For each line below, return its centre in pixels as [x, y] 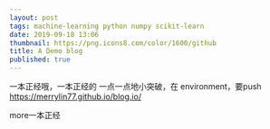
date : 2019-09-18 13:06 [54, 34]
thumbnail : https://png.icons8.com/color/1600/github [113, 43]
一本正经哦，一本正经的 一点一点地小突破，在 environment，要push [135, 86]
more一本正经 [35, 115]
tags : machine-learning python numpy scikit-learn [107, 26]
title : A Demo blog [46, 51]
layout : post [34, 18]
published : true [40, 60]
